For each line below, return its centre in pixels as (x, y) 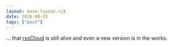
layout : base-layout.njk (36, 11)
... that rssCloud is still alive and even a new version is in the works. (87, 38)
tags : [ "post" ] (24, 22)
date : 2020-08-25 (27, 17)
